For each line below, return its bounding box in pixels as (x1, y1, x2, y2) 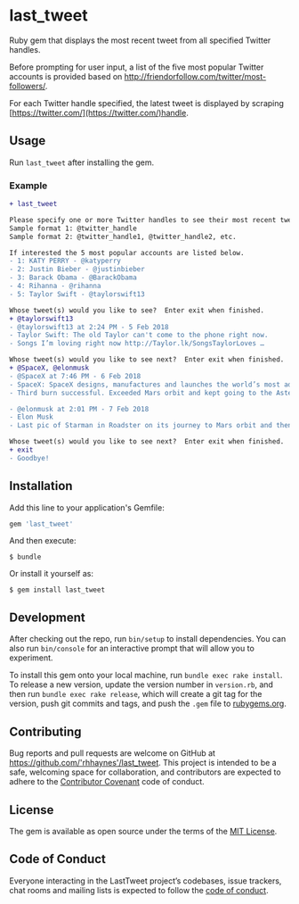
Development (9, 610, 86, 625)
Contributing (9, 724, 82, 739)
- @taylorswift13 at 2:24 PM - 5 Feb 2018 (9, 322, 169, 331)
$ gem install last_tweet (9, 585, 105, 594)
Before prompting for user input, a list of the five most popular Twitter (9, 62, 264, 72)
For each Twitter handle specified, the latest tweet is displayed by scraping (9, 97, 285, 108)
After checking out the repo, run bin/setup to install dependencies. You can (9, 634, 287, 644)
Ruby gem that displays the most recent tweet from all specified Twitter (9, 35, 271, 46)
